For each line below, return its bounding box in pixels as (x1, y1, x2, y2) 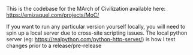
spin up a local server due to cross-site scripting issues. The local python (6, 29, 188, 36)
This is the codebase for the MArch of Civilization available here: (6, 5, 166, 12)
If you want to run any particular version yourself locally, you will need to (6, 23, 186, 30)
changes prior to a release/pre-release (6, 42, 102, 49)
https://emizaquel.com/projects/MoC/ (6, 11, 99, 19)
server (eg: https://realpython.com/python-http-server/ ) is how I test (6, 36, 176, 42)
